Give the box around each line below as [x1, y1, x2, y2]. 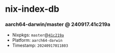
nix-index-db [5, 3, 60, 15]
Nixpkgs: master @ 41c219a [12, 32, 64, 38]
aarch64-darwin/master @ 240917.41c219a [5, 21, 111, 28]
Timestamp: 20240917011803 [12, 43, 69, 49]
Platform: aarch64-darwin [12, 37, 63, 43]
